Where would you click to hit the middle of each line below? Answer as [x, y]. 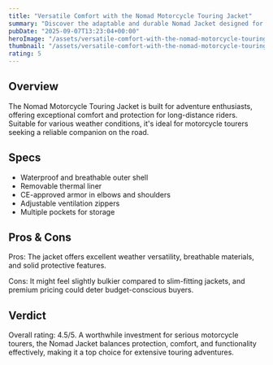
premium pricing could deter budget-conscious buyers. [101, 290]
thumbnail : [27, 46]
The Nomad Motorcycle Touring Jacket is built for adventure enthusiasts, [131, 106]
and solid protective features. [58, 266]
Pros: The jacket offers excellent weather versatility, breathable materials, [131, 257]
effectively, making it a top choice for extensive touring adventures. [121, 352]
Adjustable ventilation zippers [70, 203]
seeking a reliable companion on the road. [79, 132]
